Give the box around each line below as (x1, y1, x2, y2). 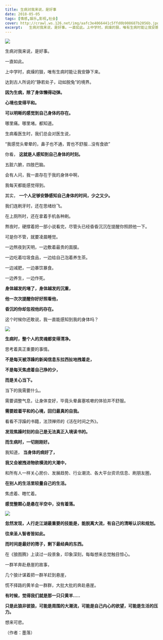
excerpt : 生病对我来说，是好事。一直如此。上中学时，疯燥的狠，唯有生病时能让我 (5, 25, 152, 30)
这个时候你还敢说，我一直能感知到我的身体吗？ (5, 317, 98, 322)
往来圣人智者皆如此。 (5, 531, 48, 537)
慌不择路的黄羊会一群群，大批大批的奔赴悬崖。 (5, 582, 98, 588)
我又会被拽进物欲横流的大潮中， (5, 460, 69, 466)
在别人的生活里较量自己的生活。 (5, 480, 69, 486)
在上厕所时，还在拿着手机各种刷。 (5, 213, 73, 219)
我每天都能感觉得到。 (5, 183, 48, 188)
